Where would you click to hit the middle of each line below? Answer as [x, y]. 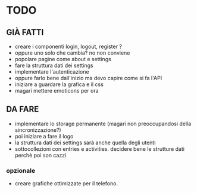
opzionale [21, 170]
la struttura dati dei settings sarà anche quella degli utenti [85, 143]
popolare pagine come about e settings [63, 59]
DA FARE [23, 110]
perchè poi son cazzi [40, 155]
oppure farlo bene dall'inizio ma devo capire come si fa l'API [88, 78]
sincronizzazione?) [38, 130]
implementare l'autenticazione [52, 72]
